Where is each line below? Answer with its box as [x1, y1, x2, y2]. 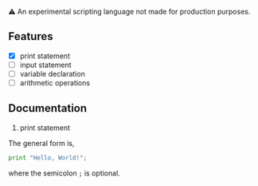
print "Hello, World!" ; [8, 153, 88, 162]
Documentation [8, 101, 88, 115]
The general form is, [8, 138, 75, 148]
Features [8, 30, 53, 43]
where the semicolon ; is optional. [8, 168, 121, 178]
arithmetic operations [19, 78, 90, 87]
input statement [19, 60, 72, 69]
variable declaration [19, 69, 85, 78]
